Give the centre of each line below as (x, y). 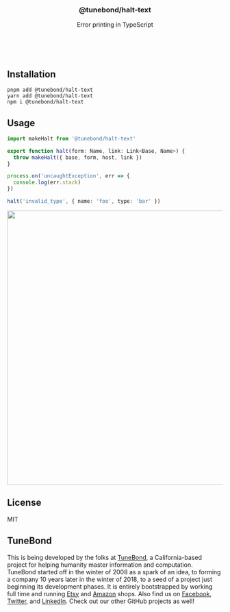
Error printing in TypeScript (115, 25)
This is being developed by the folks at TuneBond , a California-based (105, 557)
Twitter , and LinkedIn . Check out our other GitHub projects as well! (101, 601)
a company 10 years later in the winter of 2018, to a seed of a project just (110, 579)
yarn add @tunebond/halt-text (50, 96)
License (24, 503)
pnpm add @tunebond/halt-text (50, 90)
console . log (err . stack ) (47, 183)
